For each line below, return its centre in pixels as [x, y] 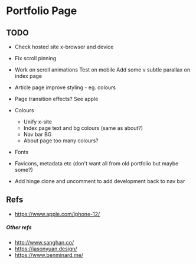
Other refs [19, 227]
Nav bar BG [37, 134]
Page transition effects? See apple [56, 99]
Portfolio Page [42, 11]
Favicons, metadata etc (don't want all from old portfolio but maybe [97, 163]
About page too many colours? [61, 141]
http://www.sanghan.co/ [44, 242]
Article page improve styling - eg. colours [65, 87]
